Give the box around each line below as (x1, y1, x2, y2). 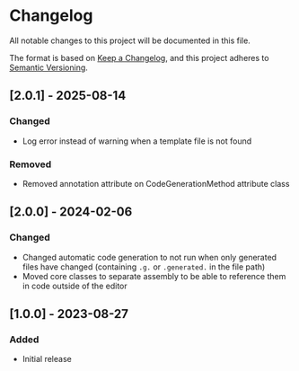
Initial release (22, 354, 72, 365)
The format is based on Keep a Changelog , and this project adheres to (9, 52, 269, 63)
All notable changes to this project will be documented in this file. (9, 35, 251, 46)
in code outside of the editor (22, 280, 128, 291)
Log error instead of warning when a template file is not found (22, 136, 252, 146)
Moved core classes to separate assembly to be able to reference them (22, 270, 286, 281)
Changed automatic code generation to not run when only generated (22, 252, 277, 262)
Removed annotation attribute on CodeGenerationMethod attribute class (22, 178, 290, 189)
